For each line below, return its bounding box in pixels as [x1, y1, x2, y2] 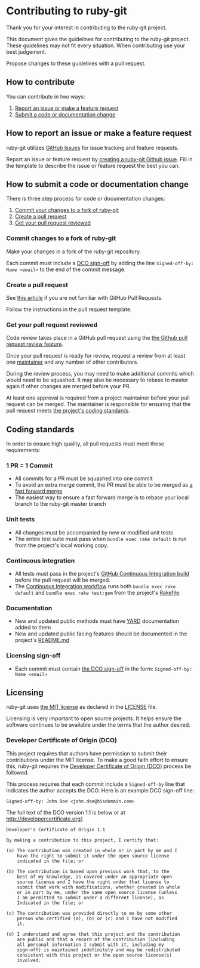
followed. [6, 769, 29, 776]
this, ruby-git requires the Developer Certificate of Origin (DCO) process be [6, 763, 192, 770]
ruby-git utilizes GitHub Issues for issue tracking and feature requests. [6, 144, 179, 151]
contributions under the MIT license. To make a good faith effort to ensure [6, 756, 189, 763]
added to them [14, 624, 51, 631]
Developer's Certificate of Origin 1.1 [6, 826, 106, 832]
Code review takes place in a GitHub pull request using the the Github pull [6, 334, 188, 342]
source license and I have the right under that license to [17, 879, 170, 885]
